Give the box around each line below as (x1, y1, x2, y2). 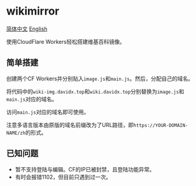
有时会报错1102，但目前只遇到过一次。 (15, 173, 112, 181)
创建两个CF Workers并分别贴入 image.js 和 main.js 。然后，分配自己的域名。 (6, 75, 194, 82)
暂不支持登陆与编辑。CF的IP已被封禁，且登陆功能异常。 (15, 165, 155, 173)
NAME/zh (6, 129, 26, 136)
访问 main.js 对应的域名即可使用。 (6, 108, 90, 115)
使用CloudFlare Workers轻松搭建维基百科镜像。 (6, 38, 126, 45)
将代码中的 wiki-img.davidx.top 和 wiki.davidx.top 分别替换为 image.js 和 (6, 88, 184, 95)
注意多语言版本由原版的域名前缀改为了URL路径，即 (6, 121, 134, 128)
